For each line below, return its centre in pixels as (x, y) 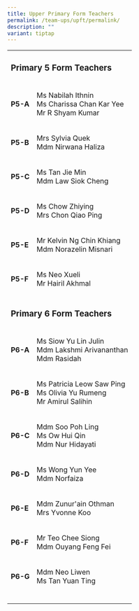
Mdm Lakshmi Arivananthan (82, 350)
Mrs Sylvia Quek (64, 139)
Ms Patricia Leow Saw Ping (81, 384)
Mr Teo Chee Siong (68, 538)
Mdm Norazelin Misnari (75, 249)
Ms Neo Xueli (58, 275)
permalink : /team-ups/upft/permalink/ (64, 20)
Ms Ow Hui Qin (61, 436)
